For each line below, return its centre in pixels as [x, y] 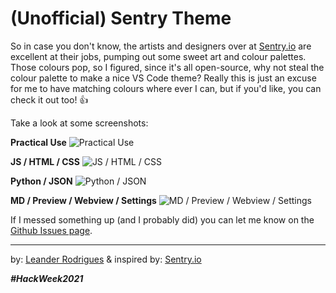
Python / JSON [41, 181]
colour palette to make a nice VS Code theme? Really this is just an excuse [163, 78]
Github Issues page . [51, 230]
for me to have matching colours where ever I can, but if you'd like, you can [166, 88]
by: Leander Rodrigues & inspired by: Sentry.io [106, 259]
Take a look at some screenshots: [79, 123]
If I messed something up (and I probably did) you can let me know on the [162, 219]
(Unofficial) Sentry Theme [121, 18]
